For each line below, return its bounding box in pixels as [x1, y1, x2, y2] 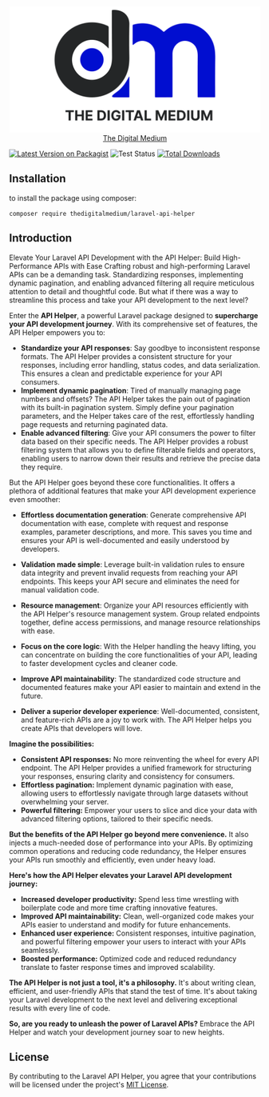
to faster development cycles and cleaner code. [20, 658, 178, 668]
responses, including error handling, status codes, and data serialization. [20, 360, 260, 369]
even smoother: [9, 494, 61, 504]
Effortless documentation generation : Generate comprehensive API [20, 510, 247, 520]
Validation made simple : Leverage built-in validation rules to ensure [20, 559, 245, 569]
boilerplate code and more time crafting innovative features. [20, 903, 218, 912]
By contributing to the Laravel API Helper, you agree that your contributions [9, 1071, 257, 1081]
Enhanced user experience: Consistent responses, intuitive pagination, [20, 928, 256, 938]
